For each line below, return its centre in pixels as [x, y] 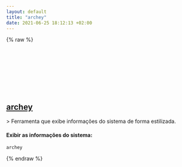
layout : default [26, 12]
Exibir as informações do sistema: [49, 135]
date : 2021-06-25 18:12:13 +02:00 [49, 23]
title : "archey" [26, 17]
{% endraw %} [25, 159]
